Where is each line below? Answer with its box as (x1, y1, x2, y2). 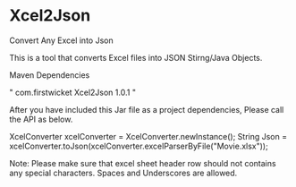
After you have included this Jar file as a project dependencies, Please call (9, 104, 284, 115)
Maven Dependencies (9, 69, 90, 81)
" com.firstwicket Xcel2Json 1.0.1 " (9, 87, 137, 98)
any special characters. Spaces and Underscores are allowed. (9, 167, 238, 178)
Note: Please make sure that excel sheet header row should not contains (9, 157, 276, 168)
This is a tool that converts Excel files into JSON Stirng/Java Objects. (9, 52, 263, 63)
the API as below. (9, 114, 73, 124)
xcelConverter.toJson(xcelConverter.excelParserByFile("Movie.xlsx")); (9, 140, 268, 151)
